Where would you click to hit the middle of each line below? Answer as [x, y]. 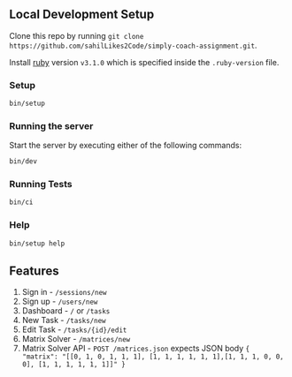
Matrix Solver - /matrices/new [76, 339]
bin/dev [23, 162]
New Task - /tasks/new [64, 320]
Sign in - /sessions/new [65, 292]
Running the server [51, 125]
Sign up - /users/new [60, 302]
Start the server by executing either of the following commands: [125, 146]
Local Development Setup [82, 15]
